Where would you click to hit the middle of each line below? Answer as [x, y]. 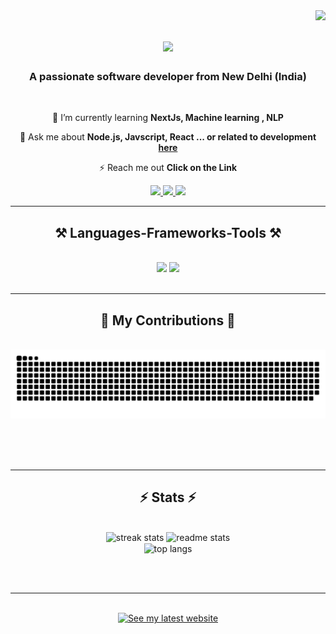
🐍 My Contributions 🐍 [168, 320]
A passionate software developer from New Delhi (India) [168, 77]
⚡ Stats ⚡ [168, 497]
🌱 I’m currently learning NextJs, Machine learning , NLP [168, 118]
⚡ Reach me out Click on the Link [168, 168]
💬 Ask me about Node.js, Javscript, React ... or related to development [168, 137]
